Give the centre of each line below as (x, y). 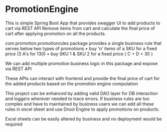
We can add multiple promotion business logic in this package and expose (82, 63)
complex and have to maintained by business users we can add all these (80, 104)
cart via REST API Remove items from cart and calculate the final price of (80, 28)
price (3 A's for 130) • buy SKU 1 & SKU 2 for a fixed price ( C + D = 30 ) (79, 54)
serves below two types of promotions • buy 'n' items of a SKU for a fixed (81, 48)
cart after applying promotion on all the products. (56, 33)
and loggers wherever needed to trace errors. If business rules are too (77, 99)
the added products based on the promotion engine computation (72, 84)
